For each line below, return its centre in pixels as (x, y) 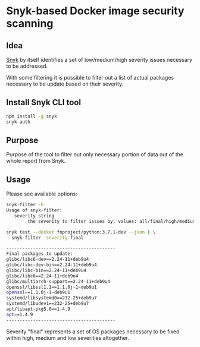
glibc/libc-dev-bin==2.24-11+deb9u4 (51, 265)
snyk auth (18, 122)
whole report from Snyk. (36, 161)
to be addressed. (27, 66)
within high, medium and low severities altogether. (68, 337)
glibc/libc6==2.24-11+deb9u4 (42, 276)
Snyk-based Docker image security (95, 11)
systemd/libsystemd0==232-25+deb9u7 (51, 298)
